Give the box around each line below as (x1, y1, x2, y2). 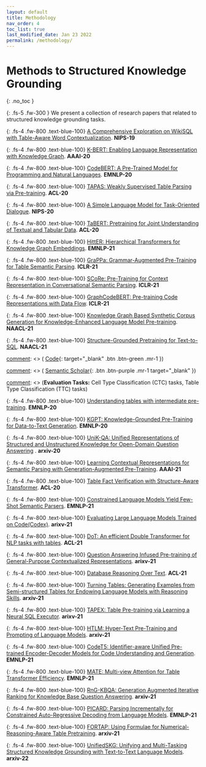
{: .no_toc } (6, 97, 34, 104)
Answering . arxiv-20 (6, 447, 61, 454)
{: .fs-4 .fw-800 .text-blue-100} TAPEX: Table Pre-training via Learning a (6, 606, 190, 614)
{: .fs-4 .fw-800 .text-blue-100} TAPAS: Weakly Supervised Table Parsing (6, 182, 192, 190)
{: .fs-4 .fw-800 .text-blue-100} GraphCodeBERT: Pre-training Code (6, 293, 178, 301)
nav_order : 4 (6, 20, 40, 26)
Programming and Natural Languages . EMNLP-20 (6, 171, 132, 178)
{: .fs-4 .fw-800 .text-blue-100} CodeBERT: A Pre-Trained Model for (6, 164, 178, 172)
